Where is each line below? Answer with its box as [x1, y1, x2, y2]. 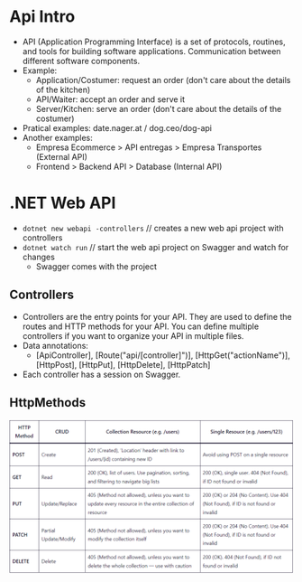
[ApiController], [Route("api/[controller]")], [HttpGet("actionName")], [35, 350, 291, 361]
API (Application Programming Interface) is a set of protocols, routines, [22, 36, 286, 47]
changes [22, 251, 56, 262]
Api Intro [9, 6, 76, 27]
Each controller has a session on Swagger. [22, 369, 181, 380]
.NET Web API [9, 192, 116, 213]
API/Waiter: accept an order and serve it [35, 93, 186, 105]
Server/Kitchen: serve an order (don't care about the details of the [35, 103, 282, 114]
